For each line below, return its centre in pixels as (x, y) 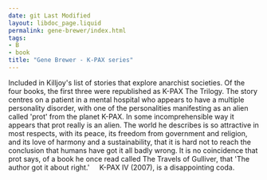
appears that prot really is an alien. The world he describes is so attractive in (133, 125)
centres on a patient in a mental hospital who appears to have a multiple (126, 100)
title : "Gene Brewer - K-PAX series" (71, 61)
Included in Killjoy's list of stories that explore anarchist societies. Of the (127, 82)
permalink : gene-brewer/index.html (67, 30)
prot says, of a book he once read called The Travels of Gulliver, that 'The (129, 158)
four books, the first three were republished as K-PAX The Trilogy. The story (133, 91)
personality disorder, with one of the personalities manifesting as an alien (128, 108)
